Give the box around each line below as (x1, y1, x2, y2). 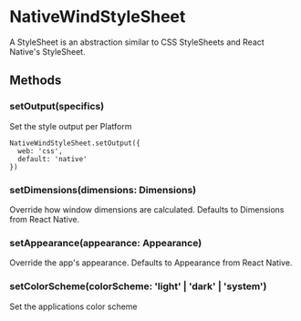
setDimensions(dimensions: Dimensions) (9, 183, 197, 196)
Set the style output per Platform (9, 120, 132, 131)
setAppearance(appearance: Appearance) (9, 236, 202, 249)
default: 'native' (17, 154, 88, 163)
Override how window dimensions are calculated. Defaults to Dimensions (9, 203, 285, 215)
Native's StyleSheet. (9, 46, 86, 57)
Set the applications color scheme (9, 301, 139, 312)
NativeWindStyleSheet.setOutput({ (9, 139, 141, 148)
